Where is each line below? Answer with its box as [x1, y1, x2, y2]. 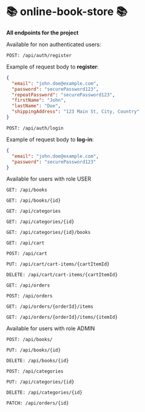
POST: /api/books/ [6, 337, 53, 343]
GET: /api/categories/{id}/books [6, 230, 91, 236]
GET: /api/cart [6, 240, 45, 246]
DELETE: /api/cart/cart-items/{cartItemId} [6, 272, 118, 278]
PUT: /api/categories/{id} [6, 379, 75, 385]
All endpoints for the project [6, 28, 79, 36]
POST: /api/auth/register [6, 52, 72, 58]
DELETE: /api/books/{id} [6, 358, 69, 364]
